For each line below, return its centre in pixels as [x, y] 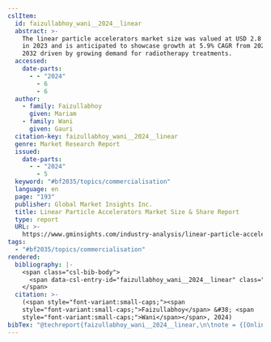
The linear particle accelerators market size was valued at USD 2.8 [142, 38]
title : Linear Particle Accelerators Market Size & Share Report [127, 212]
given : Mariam [53, 114]
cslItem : [22, 16]
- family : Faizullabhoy [62, 106]
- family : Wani [48, 122]
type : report [37, 220]
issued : [28, 152]
